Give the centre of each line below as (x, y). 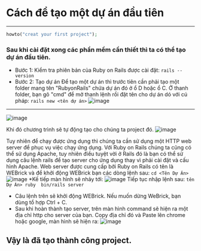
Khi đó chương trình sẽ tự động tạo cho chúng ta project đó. (80, 130)
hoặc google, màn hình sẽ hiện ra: (57, 222)
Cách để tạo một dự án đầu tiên (85, 13)
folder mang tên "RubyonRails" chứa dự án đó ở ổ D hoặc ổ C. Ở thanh (101, 88)
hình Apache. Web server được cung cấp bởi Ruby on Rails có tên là (90, 167)
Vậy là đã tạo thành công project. (69, 240)
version (24, 76)
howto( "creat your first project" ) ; (52, 34)
